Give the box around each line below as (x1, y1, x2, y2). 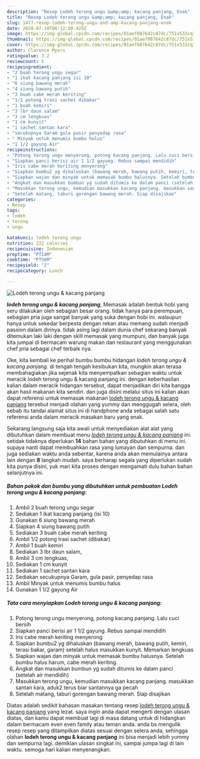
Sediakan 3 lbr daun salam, (15, 548, 82, 555)
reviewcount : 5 (7, 58, 45, 64)
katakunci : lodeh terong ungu (7, 235, 82, 241)
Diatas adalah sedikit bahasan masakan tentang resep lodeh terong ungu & (7, 701, 190, 709)
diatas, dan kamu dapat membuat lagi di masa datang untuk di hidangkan (7, 714, 186, 722)
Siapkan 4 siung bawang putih (15, 523, 90, 530)
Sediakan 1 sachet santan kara (15, 567, 90, 574)
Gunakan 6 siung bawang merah (15, 516, 96, 523)
